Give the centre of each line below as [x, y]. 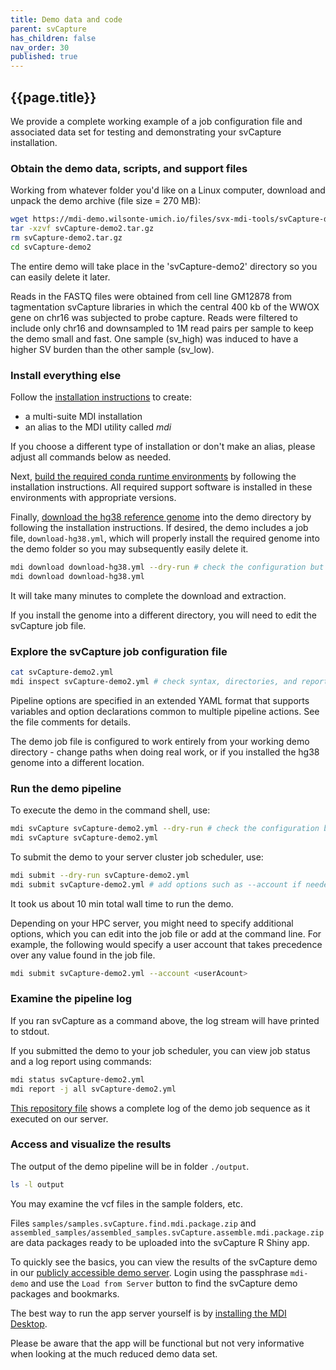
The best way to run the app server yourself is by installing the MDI [148, 1313]
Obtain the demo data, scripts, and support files [129, 168]
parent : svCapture [48, 29]
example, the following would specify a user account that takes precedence [166, 944]
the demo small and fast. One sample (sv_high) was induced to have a [154, 338]
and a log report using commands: [81, 1061]
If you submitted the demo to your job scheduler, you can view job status [160, 1050]
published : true [44, 57]
